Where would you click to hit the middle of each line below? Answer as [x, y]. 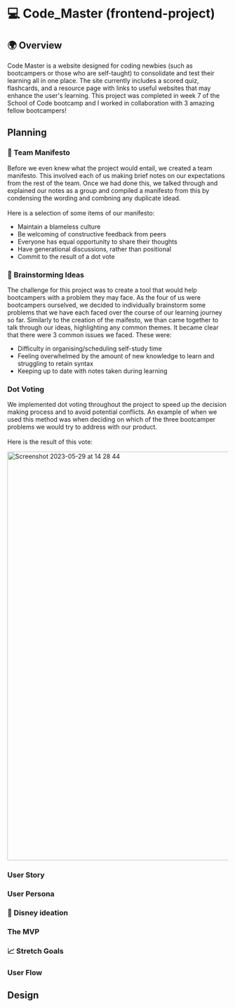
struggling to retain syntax [55, 363]
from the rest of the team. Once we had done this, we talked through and [113, 183]
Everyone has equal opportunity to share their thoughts [97, 241]
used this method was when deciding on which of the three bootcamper [112, 420]
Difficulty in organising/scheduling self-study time [90, 348]
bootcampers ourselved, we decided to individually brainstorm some [106, 305]
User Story [26, 875]
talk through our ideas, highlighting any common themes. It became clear [113, 327]
